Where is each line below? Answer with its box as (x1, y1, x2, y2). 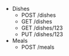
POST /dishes (21, 11, 56, 19)
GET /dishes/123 (21, 24, 63, 31)
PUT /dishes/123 (21, 31, 64, 38)
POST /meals (21, 43, 55, 51)
